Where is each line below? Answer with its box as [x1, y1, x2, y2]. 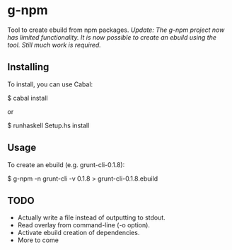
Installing [7, 61, 50, 73]
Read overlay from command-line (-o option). [17, 221, 151, 229]
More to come [17, 236, 59, 244]
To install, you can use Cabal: [7, 80, 93, 89]
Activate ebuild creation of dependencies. [17, 229, 140, 237]
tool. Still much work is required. [7, 40, 101, 49]
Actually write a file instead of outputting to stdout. [17, 213, 166, 222]
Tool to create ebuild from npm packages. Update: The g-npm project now [7, 25, 225, 34]
